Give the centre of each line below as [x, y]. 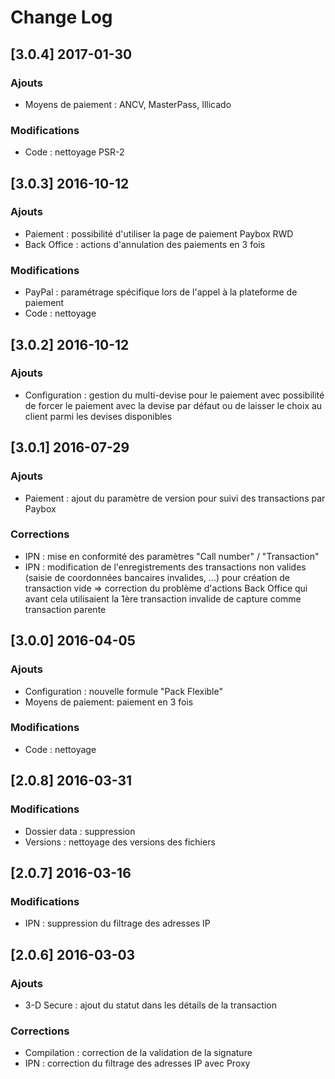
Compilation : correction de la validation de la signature [138, 1053]
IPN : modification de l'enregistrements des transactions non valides [165, 567]
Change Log [61, 17]
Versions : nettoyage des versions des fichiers [120, 842]
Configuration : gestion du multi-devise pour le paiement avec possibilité [174, 395]
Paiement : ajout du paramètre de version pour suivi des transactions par [175, 498]
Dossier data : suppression [80, 831]
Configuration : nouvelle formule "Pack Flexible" [123, 691]
